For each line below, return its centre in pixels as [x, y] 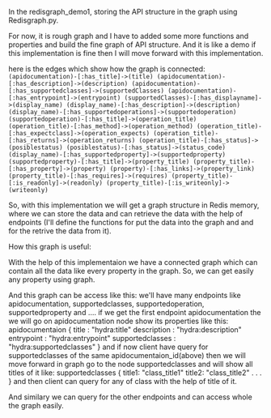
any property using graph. [52, 279]
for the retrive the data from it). [60, 231]
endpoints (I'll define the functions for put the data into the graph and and [131, 222]
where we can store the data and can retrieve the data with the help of [126, 213]
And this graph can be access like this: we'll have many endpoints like [125, 295]
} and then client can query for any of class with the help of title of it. [123, 381]
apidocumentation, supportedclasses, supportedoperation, [106, 304]
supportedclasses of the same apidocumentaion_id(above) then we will [127, 355]
